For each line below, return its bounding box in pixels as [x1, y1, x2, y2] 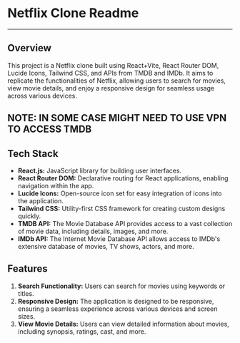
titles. [17, 289, 34, 297]
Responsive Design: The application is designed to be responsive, [17, 297, 214, 305]
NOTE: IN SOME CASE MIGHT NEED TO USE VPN [7, 112, 227, 124]
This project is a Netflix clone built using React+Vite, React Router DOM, [7, 61, 219, 69]
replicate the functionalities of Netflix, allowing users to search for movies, [7, 76, 226, 85]
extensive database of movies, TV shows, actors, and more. [17, 242, 194, 250]
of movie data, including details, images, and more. [17, 227, 169, 235]
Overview [7, 42, 52, 54]
